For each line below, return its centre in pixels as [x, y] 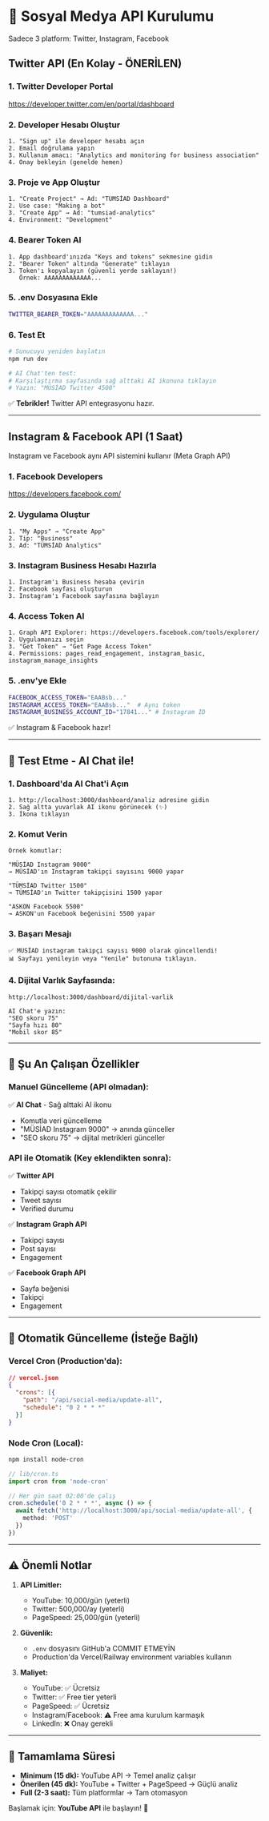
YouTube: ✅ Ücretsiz [66, 1687]
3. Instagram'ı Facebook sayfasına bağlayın [84, 596]
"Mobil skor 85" [35, 1032]
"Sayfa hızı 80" [35, 1025]
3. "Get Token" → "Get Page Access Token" [80, 647]
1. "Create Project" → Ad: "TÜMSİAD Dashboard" [89, 199]
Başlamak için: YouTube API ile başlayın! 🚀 [78, 1808]
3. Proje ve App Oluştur [54, 182]
